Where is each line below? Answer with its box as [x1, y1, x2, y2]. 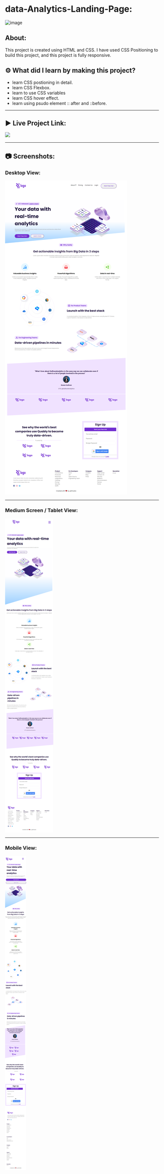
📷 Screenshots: [5, 152, 55, 160]
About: [5, 34, 27, 42]
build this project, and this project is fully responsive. [5, 52, 111, 58]
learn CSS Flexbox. [12, 84, 51, 90]
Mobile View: [5, 845, 37, 852]
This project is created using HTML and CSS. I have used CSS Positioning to [5, 47, 159, 52]
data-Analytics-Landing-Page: [5, 3, 133, 15]
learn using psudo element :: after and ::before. [12, 100, 107, 106]
